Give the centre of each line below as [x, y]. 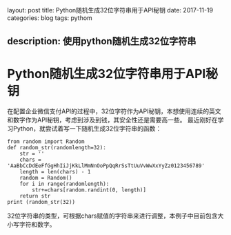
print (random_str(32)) [41, 203]
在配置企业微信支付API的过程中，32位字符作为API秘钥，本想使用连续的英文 [114, 111]
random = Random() [46, 178]
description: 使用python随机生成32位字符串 [102, 41]
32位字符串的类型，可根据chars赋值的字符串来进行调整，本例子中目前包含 [112, 216]
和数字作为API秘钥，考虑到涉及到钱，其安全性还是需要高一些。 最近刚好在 [113, 120]
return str [35, 196]
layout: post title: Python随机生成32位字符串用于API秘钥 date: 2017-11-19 [110, 10]
